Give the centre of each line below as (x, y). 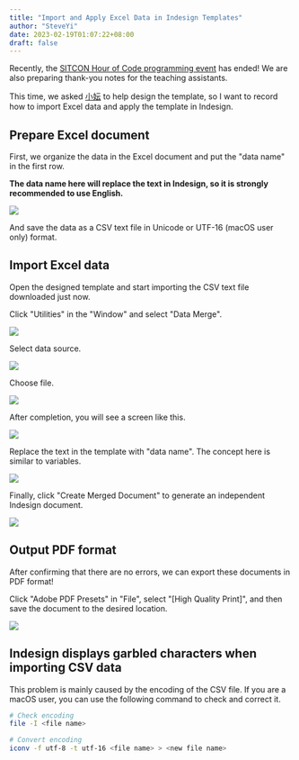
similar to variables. (45, 461)
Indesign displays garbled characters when (133, 654)
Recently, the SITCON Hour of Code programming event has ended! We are (149, 68)
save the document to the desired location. (88, 608)
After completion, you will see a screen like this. (97, 417)
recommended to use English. (66, 194)
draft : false (34, 43)
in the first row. (37, 167)
